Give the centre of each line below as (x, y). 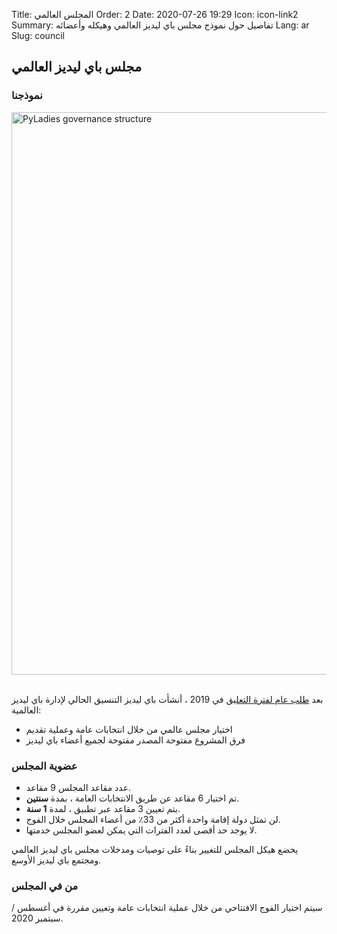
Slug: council (38, 35)
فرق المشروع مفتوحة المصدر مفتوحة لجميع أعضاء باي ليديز (135, 740)
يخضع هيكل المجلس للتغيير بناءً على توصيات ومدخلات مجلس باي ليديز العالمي (155, 849)
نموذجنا (27, 96)
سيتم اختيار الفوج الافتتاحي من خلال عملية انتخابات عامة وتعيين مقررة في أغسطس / (167, 908)
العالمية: (26, 710)
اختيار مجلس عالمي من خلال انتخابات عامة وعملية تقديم (129, 729)
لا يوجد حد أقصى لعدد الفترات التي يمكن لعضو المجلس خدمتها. (141, 830)
